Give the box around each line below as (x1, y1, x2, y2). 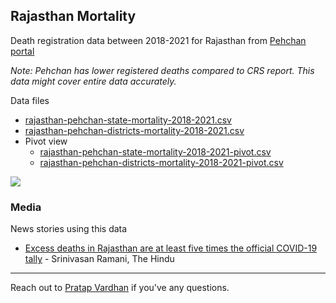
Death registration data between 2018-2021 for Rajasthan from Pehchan (10, 34, 307, 46)
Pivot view (24, 135, 68, 147)
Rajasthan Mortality (10, 8, 137, 25)
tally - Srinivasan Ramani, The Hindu (24, 253, 175, 265)
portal (10, 45, 35, 57)
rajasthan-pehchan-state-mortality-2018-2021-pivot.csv (39, 145, 272, 158)
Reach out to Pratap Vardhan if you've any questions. (10, 282, 230, 294)
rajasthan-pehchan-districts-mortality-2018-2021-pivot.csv (39, 156, 284, 168)
